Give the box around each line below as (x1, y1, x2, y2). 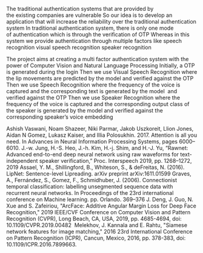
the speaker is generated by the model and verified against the (6, 107, 164, 114)
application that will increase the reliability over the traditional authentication (6, 18, 197, 25)
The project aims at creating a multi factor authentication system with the (6, 56, 189, 62)
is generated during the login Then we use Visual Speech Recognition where (6, 68, 198, 75)
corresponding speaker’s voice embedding (6, 113, 113, 120)
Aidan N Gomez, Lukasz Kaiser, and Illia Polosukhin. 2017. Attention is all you (6, 131, 198, 139)
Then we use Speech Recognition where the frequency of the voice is (6, 81, 181, 88)
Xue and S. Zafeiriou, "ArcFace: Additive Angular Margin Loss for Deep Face (6, 202, 197, 209)
